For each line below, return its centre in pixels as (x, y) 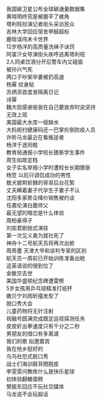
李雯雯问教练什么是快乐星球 (40, 371)
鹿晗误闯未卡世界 (27, 39)
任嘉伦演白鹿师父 (27, 205)
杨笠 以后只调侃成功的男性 (38, 175)
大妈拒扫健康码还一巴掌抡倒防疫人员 (51, 130)
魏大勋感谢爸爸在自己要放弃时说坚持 (51, 107)
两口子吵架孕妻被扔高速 (35, 77)
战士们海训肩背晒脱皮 (32, 364)
